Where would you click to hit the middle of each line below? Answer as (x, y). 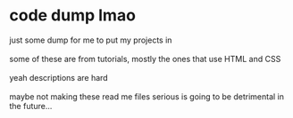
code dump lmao (73, 16)
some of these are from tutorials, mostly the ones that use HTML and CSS (145, 59)
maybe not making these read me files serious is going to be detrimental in (146, 96)
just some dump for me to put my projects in (91, 40)
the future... (31, 106)
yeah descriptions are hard (59, 77)
